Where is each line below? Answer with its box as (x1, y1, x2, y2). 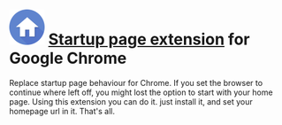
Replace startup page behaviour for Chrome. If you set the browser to (9, 77, 263, 88)
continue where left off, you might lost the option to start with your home (9, 87, 273, 98)
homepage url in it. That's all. (9, 105, 115, 116)
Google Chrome (9, 49, 127, 68)
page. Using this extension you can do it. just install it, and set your (9, 96, 254, 106)
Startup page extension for (48, 29, 250, 50)
